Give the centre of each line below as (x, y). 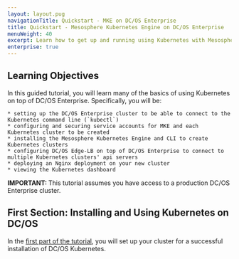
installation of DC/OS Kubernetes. (57, 248)
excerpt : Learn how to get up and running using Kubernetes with (106, 41)
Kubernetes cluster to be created (59, 132)
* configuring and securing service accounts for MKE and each (103, 126)
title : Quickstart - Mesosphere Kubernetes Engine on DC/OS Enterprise (116, 27)
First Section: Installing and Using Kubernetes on (118, 213)
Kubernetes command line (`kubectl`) (63, 120)
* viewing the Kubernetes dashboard (62, 169)
